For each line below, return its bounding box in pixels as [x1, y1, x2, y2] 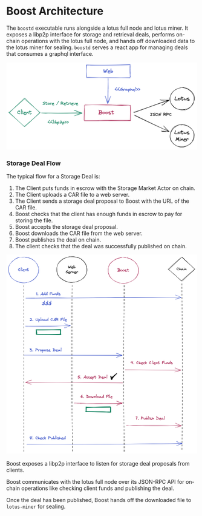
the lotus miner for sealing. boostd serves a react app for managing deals [6, 44, 189, 51]
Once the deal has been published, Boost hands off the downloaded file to [6, 497, 192, 504]
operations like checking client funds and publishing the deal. [21, 484, 174, 492]
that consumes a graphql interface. [6, 50, 94, 57]
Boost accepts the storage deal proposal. [15, 223, 118, 231]
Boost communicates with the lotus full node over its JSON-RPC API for [6, 478, 184, 486]
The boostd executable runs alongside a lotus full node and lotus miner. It [6, 24, 189, 32]
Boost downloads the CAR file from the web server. [15, 229, 143, 237]
